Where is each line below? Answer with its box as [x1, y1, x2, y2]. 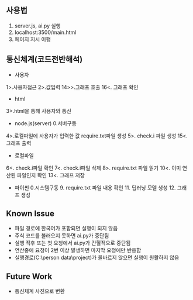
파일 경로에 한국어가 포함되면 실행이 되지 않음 [14, 225, 118, 232]
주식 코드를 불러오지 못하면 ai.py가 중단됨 [14, 232, 109, 239]
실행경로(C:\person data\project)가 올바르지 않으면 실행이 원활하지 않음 [14, 254, 180, 261]
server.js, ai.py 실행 [14, 22, 61, 29]
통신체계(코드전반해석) [6, 54, 83, 64]
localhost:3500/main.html [14, 29, 77, 36]
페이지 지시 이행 [14, 36, 51, 43]
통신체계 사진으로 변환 [14, 288, 66, 295]
